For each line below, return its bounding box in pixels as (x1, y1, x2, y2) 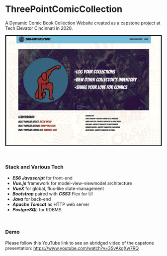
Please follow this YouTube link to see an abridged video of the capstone (5, 240, 154, 246)
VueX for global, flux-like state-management (12, 185, 104, 191)
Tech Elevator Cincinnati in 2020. (5, 25, 73, 31)
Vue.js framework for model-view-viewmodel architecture (12, 180, 132, 186)
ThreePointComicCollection (5, 3, 123, 15)
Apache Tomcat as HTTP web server (12, 201, 89, 207)
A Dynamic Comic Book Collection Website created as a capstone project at (5, 20, 161, 26)
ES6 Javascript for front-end (12, 175, 73, 181)
